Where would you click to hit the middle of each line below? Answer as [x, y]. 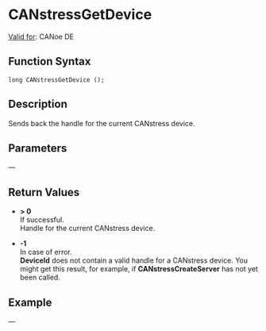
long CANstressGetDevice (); [56, 80]
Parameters [38, 148]
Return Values [44, 192]
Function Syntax [50, 62]
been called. [40, 277]
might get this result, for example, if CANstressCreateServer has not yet [139, 269]
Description [38, 104]
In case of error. [46, 252]
